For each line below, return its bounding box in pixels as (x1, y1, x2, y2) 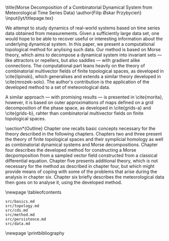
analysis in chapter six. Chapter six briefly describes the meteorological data (5, 174, 164, 180)
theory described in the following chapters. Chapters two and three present (5, 131, 162, 136)
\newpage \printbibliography (5, 230, 65, 236)
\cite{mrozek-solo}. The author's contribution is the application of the (5, 79, 150, 85)
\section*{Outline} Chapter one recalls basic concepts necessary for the (5, 125, 155, 131)
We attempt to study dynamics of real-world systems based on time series (5, 25, 160, 31)
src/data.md (5, 221, 30, 226)
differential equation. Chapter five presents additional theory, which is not (5, 158, 158, 164)
